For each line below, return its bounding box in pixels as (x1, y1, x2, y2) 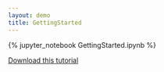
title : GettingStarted (8, 19, 82, 27)
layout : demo (8, 11, 51, 20)
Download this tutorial (8, 56, 79, 65)
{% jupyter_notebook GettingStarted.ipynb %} (8, 40, 156, 49)
